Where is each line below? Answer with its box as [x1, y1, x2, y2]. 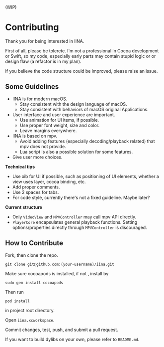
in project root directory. [5, 307, 55, 313]
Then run [5, 289, 24, 295]
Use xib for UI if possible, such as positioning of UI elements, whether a [12, 173, 159, 179]
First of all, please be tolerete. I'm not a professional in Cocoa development [5, 47, 159, 54]
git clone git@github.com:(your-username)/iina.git [5, 262, 114, 267]
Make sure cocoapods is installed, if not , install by [5, 270, 109, 276]
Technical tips [5, 164, 35, 170]
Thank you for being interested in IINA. [5, 38, 84, 44]
